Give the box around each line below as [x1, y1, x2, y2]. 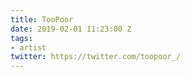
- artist [10, 42, 47, 53]
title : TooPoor [10, 14, 74, 25]
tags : [10, 33, 33, 43]
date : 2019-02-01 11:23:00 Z [10, 24, 132, 34]
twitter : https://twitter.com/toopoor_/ [10, 52, 182, 62]
